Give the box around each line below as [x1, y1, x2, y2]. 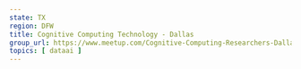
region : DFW [9, 22, 54, 30]
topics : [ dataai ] [9, 47, 82, 56]
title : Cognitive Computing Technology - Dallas [9, 30, 194, 39]
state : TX [9, 13, 47, 22]
